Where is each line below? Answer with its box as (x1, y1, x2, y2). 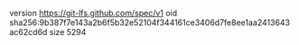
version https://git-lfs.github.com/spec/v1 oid (9, 8, 178, 18)
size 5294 (49, 27, 87, 37)
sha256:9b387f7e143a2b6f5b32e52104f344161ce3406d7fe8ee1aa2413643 (9, 17, 291, 28)
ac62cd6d (9, 27, 48, 37)
